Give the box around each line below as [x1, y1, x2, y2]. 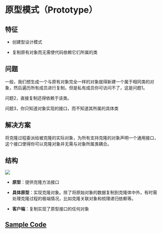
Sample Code [5, 220, 47, 229]
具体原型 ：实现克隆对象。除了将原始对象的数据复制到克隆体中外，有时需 [12, 190, 157, 196]
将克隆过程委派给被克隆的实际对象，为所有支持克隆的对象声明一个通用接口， [5, 134, 159, 141]
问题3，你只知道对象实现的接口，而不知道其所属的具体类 [5, 105, 119, 111]
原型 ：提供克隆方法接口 [12, 179, 59, 185]
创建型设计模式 [12, 39, 42, 45]
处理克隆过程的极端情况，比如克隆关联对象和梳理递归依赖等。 [12, 196, 136, 201]
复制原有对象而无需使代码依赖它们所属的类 [12, 50, 98, 55]
